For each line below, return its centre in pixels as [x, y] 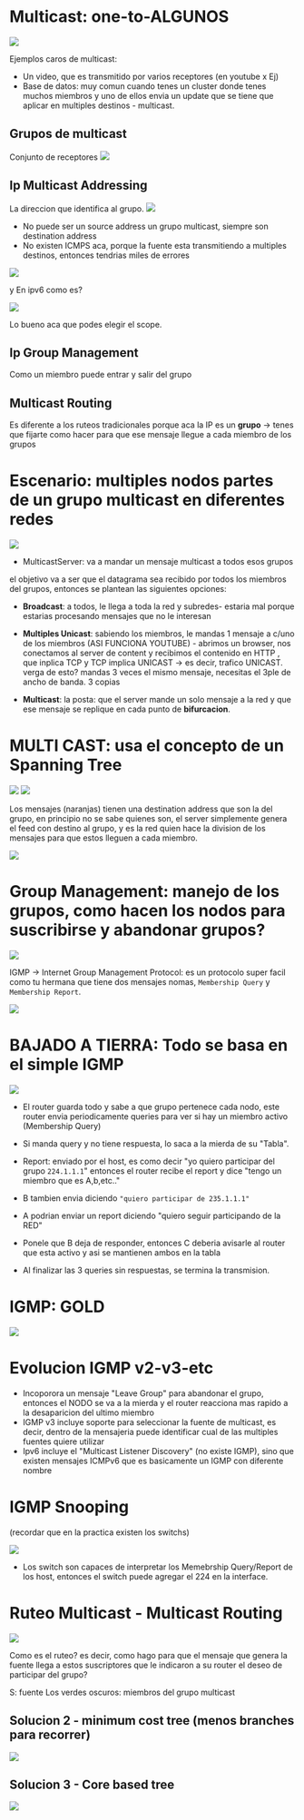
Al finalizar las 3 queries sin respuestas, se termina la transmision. [146, 1270]
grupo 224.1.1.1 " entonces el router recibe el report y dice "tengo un [152, 1171]
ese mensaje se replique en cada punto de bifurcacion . [127, 709]
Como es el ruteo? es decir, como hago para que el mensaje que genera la [148, 1655]
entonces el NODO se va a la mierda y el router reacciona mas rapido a [155, 1402]
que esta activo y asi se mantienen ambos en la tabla [121, 1252]
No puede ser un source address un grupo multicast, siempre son [146, 226]
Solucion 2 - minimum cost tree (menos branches [152, 1721]
